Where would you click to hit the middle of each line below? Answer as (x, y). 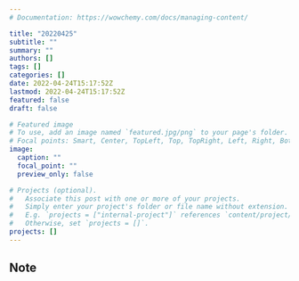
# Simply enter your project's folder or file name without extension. (149, 207)
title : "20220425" (43, 33)
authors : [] (31, 59)
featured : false (39, 100)
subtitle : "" (33, 42)
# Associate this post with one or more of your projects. (125, 198)
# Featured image (41, 124)
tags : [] (25, 67)
